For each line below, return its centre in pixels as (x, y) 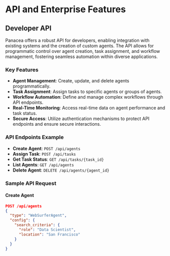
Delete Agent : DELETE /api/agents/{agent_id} (61, 170)
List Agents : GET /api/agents (43, 164)
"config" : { (23, 220)
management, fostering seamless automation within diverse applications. (82, 56)
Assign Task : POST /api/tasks (44, 154)
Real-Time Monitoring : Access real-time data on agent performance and (89, 108)
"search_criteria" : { (37, 225)
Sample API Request (31, 183)
